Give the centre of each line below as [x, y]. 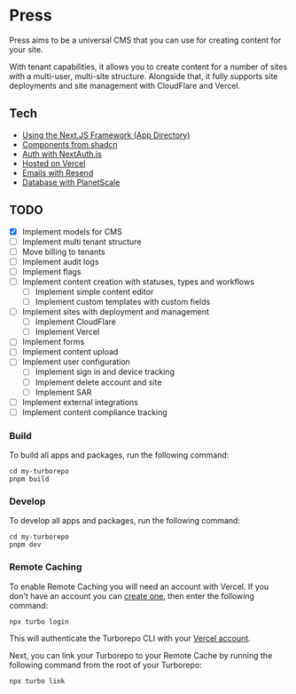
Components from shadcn [70, 144]
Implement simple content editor [94, 291]
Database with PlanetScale [71, 182]
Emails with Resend [58, 172]
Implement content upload [70, 352]
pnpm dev [25, 545]
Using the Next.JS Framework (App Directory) [106, 135]
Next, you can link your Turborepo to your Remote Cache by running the [141, 655]
